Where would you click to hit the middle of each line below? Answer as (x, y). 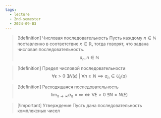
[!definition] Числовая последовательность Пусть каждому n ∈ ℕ (87, 38)
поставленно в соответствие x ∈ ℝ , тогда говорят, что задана (83, 44)
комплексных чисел (39, 111)
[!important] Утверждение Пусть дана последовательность (80, 105)
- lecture (20, 14)
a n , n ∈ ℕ (89, 58)
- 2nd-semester (25, 19)
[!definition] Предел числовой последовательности (71, 68)
